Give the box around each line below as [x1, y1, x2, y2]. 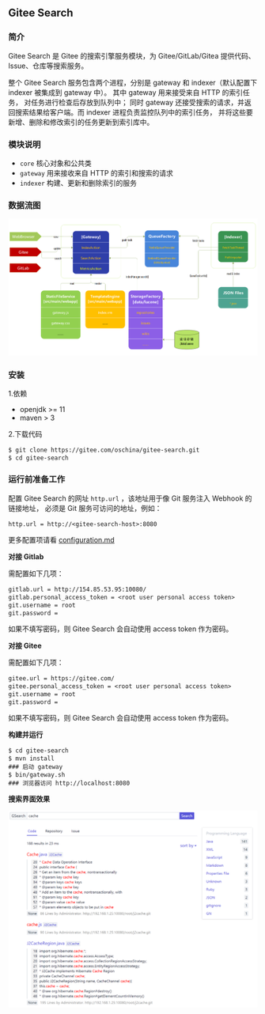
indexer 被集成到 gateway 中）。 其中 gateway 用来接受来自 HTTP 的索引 [8, 87, 244, 97]
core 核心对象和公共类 [19, 158, 93, 168]
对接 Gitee [8, 641, 42, 650]
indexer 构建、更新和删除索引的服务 [19, 178, 137, 187]
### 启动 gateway [8, 762, 63, 770]
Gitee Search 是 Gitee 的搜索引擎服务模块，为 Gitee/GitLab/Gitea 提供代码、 [8, 51, 256, 60]
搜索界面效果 [8, 794, 50, 804]
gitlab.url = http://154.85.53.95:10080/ [8, 585, 147, 593]
